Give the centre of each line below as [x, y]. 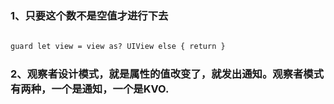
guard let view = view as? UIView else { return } [118, 47]
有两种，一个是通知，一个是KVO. [90, 89]
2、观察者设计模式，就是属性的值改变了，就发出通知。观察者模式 [167, 74]
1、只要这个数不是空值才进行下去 [89, 15]
